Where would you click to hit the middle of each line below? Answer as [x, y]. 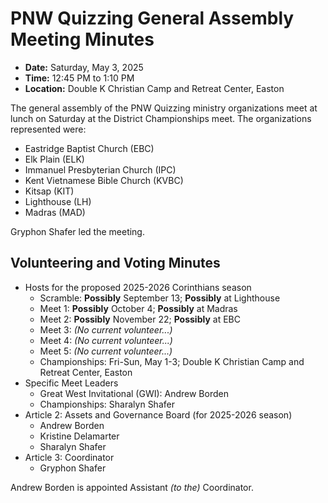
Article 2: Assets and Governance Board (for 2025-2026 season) [158, 414]
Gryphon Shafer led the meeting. [77, 231]
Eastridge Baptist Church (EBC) [89, 148]
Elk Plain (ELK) [54, 159]
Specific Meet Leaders [71, 383]
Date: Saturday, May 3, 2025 [84, 67]
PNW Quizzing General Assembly [152, 18]
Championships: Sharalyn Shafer [107, 404]
